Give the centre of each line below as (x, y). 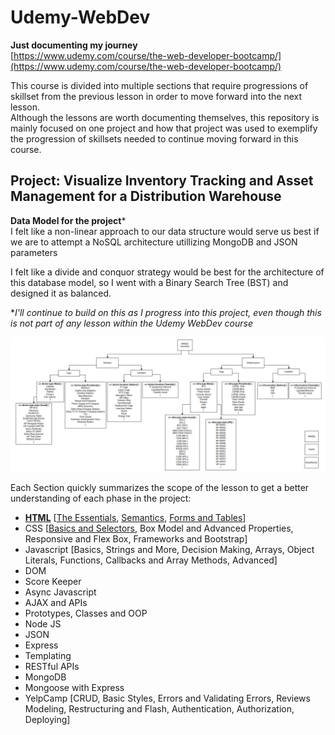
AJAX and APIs (56, 603)
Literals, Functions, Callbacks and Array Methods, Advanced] (151, 560)
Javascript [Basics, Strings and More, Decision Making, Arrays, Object (169, 550)
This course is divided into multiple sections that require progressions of (159, 85)
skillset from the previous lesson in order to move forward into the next (156, 96)
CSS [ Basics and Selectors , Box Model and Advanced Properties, (159, 528)
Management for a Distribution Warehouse (146, 196)
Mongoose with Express (74, 688)
